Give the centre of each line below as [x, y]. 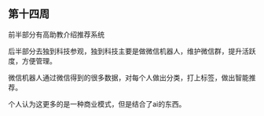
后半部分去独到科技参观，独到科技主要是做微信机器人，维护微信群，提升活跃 [132, 51]
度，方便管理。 [32, 60]
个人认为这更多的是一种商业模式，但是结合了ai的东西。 [97, 103]
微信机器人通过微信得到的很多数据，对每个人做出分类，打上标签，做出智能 [128, 78]
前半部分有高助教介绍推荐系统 [56, 34]
